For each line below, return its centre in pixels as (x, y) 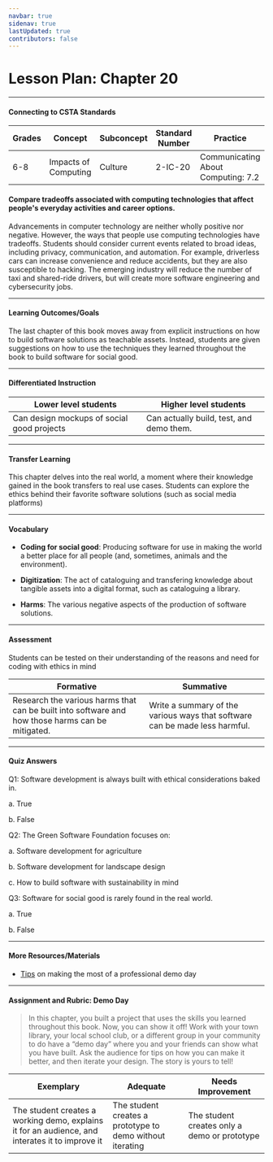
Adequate (147, 1086)
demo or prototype (224, 1136)
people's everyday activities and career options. (92, 207)
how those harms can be (60, 720)
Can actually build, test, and (199, 418)
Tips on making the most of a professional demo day (108, 974)
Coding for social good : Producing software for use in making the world (141, 547)
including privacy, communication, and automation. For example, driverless (134, 252)
